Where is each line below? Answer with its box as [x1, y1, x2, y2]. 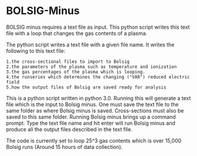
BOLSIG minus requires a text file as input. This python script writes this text [6, 23, 190, 30]
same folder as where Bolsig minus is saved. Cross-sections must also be [6, 107, 184, 114]
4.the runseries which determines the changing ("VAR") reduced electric [6, 74, 191, 80]
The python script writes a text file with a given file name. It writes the [6, 41, 175, 48]
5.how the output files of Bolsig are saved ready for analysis [6, 84, 167, 90]
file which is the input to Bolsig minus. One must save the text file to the [6, 101, 179, 108]
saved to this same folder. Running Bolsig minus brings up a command [6, 113, 176, 120]
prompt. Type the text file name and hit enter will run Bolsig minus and [6, 119, 176, 127]
